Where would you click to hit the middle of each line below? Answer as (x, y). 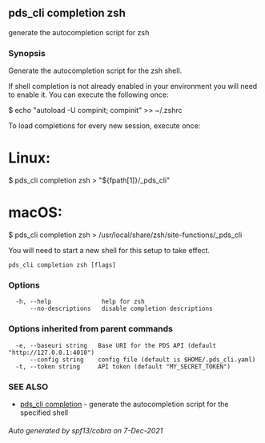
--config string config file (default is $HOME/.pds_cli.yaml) (143, 360)
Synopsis (27, 53)
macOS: (35, 213)
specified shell (44, 413)
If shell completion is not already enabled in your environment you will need (133, 87)
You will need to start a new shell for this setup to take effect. (109, 250)
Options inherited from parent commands (91, 329)
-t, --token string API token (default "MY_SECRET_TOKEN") (123, 366)
